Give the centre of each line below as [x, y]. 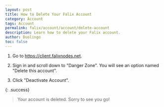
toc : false [16, 42]
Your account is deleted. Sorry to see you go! [63, 99]
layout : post [19, 10]
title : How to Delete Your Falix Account [49, 14]
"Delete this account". [35, 71]
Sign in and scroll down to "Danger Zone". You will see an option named [86, 65]
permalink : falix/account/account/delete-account [57, 28]
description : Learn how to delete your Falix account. [63, 33]
